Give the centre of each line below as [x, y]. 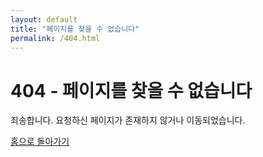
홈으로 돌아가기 [40, 142]
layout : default [44, 19]
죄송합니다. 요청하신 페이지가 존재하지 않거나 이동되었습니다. [128, 120]
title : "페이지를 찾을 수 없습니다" [75, 29]
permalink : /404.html [55, 38]
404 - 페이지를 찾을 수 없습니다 [131, 90]
